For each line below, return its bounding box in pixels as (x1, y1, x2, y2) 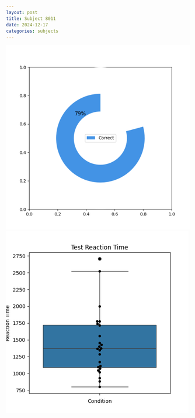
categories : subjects (6, 28, 59, 34)
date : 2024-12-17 (6, 22, 48, 28)
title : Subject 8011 (6, 15, 57, 22)
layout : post (6, 9, 38, 15)
